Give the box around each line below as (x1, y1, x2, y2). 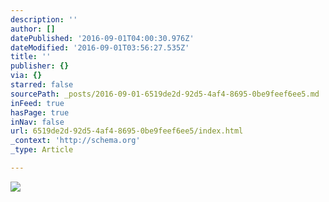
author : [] (10, 24, 56, 34)
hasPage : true (10, 107, 70, 118)
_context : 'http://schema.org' (10, 136, 141, 146)
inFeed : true (10, 98, 65, 108)
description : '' (10, 14, 78, 25)
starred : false (10, 80, 74, 90)
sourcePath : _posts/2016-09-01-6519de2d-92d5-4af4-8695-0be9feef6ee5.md (10, 89, 320, 99)
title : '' (10, 52, 52, 62)
